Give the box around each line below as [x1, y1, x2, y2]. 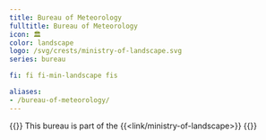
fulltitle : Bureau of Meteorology [9, 22, 139, 31]
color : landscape [9, 38, 74, 48]
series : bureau [9, 55, 66, 64]
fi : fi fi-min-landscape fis [9, 71, 118, 81]
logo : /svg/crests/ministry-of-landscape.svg [9, 47, 182, 56]
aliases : [9, 87, 42, 96]
